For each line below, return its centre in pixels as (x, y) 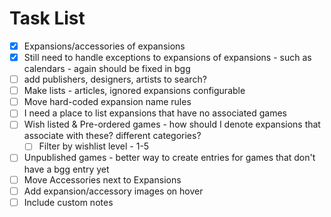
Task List (47, 18)
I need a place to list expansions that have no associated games (155, 113)
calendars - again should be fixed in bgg (107, 69)
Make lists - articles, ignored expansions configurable (134, 91)
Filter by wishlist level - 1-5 (94, 146)
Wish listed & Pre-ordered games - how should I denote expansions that (172, 124)
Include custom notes (68, 202)
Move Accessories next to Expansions (102, 179)
